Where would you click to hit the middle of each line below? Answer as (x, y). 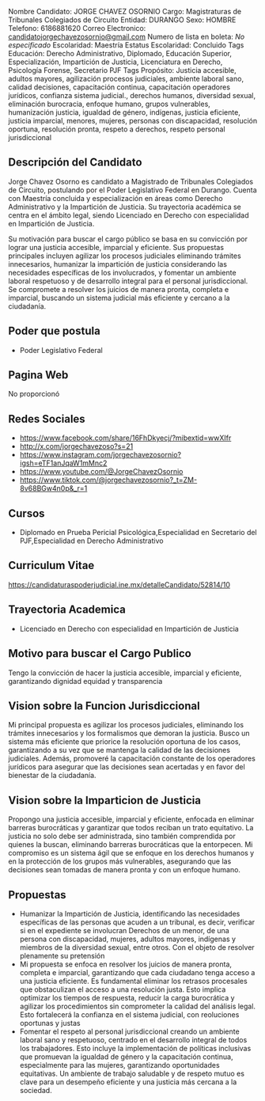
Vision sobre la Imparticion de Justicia (105, 800)
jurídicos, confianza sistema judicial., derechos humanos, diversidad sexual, (132, 95)
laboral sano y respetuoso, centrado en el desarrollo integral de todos (133, 1039)
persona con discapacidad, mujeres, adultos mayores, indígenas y (127, 939)
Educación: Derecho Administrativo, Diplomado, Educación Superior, (120, 53)
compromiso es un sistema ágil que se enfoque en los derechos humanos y (131, 853)
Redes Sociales (47, 419)
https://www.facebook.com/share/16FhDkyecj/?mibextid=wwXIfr (125, 438)
